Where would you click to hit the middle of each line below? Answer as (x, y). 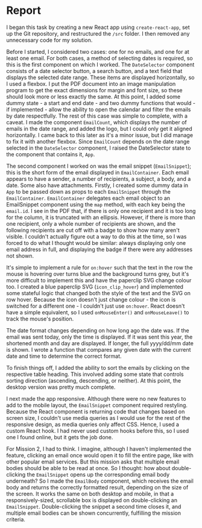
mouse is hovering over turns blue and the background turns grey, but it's (98, 274)
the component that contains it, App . (51, 154)
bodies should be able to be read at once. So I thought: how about (88, 468)
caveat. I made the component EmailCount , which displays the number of (96, 122)
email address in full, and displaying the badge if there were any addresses (99, 249)
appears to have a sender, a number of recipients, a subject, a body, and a (99, 179)
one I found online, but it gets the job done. (60, 437)
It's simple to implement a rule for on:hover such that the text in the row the (99, 267)
